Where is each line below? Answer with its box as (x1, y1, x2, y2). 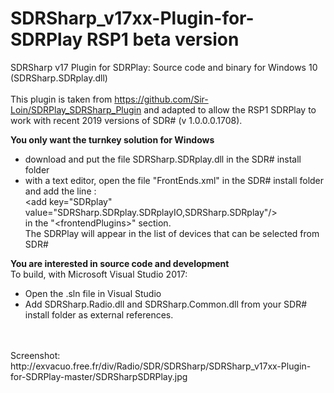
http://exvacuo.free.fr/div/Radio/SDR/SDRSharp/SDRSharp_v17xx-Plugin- (10, 360, 312, 372)
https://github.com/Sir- (114, 93, 209, 105)
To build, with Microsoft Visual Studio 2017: (10, 268, 188, 280)
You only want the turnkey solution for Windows (10, 133, 215, 146)
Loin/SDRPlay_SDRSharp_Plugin (10, 103, 142, 116)
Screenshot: (10, 349, 61, 361)
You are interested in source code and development (10, 257, 230, 269)
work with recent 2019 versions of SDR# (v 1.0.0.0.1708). (10, 114, 243, 126)
